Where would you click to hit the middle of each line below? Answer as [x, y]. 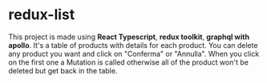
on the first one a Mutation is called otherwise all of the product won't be [128, 62]
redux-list [42, 15]
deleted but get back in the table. [63, 70]
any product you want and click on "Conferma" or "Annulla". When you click [134, 53]
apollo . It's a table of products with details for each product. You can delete [133, 45]
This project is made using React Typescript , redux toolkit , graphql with [129, 37]
